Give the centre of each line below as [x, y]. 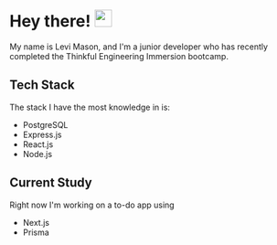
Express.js [42, 134]
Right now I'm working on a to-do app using [92, 205]
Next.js [36, 222]
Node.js [37, 154]
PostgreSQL [45, 124]
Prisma [36, 232]
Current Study [51, 183]
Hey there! [50, 21]
